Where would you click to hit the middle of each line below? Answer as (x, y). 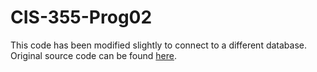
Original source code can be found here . (93, 55)
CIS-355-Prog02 (81, 17)
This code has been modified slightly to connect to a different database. (158, 45)
